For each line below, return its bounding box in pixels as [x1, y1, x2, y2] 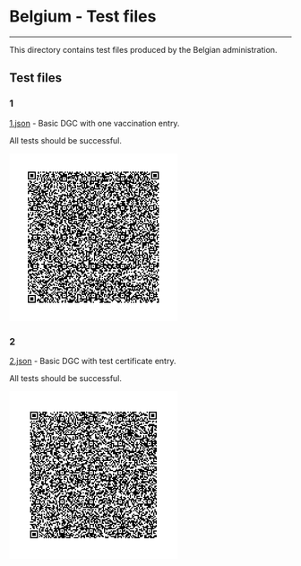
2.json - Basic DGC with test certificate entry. [9, 355, 176, 366]
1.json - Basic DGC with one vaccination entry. [9, 118, 180, 128]
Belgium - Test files [9, 6, 157, 27]
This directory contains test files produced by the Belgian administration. [9, 44, 278, 55]
